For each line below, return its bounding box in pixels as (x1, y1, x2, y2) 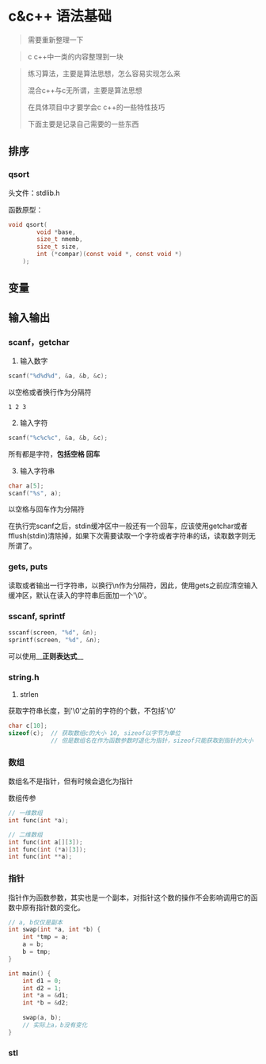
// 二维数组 (8, 830, 44, 839)
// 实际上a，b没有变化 (22, 1020, 88, 1029)
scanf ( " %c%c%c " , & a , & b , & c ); (8, 434, 108, 442)
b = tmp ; (22, 948, 51, 956)
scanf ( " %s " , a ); (8, 489, 62, 497)
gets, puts (8, 561, 48, 572)
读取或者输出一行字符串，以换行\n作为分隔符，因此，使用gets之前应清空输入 (8, 580, 258, 590)
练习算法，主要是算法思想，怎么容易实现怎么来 (27, 68, 180, 78)
